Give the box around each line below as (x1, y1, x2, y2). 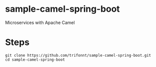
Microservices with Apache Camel (5, 20, 75, 25)
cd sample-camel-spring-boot (5, 57, 65, 62)
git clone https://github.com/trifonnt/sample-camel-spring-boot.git (5, 53, 152, 58)
